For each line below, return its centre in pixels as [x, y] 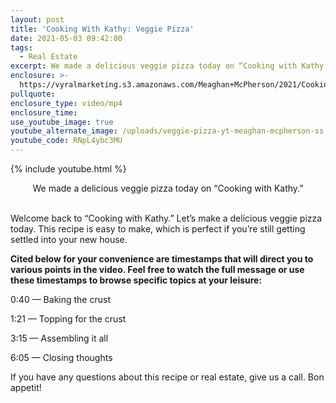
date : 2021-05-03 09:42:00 [66, 38]
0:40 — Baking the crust [60, 299]
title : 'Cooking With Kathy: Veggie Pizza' [102, 29]
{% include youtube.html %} [68, 169]
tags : [21, 47]
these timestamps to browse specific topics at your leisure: [136, 280]
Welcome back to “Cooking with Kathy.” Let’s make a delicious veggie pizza [166, 218]
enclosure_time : [44, 112]
